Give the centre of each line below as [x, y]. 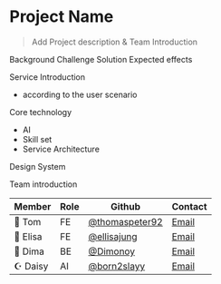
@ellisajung [113, 236]
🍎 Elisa [28, 236]
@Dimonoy [112, 251]
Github [125, 206]
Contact [189, 206]
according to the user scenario [80, 94]
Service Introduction [48, 77]
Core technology [41, 112]
